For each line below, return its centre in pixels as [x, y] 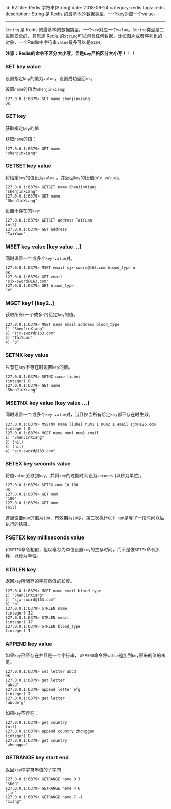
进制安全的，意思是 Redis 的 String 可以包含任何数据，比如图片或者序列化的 [84, 36]
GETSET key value [28, 166]
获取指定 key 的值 [22, 128]
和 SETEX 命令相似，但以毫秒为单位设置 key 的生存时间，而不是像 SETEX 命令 [80, 549]
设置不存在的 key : [23, 210]
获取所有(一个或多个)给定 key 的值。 [41, 315]
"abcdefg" [16, 703]
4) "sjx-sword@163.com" [31, 451]
